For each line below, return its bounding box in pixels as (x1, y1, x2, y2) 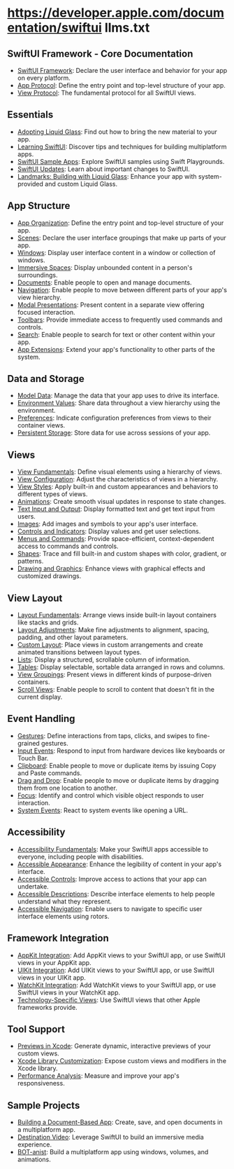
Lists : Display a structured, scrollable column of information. (17, 655, 191, 664)
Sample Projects (7, 1099, 80, 1112)
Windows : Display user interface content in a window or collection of (17, 248, 216, 257)
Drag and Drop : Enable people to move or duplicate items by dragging (17, 776, 219, 784)
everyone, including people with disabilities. (17, 852, 144, 861)
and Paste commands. (17, 769, 82, 777)
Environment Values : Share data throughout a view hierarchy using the (17, 399, 221, 407)
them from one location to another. (17, 784, 117, 792)
